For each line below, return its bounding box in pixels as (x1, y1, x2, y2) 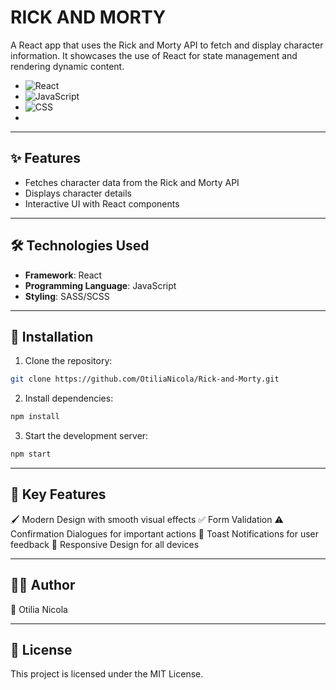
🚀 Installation (10, 328, 94, 345)
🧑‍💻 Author (10, 577, 76, 594)
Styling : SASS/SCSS (24, 290, 110, 302)
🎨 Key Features (10, 486, 107, 503)
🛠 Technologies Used (10, 237, 150, 255)
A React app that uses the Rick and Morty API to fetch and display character (10, 39, 324, 51)
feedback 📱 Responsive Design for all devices (10, 538, 200, 550)
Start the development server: (24, 430, 149, 442)
